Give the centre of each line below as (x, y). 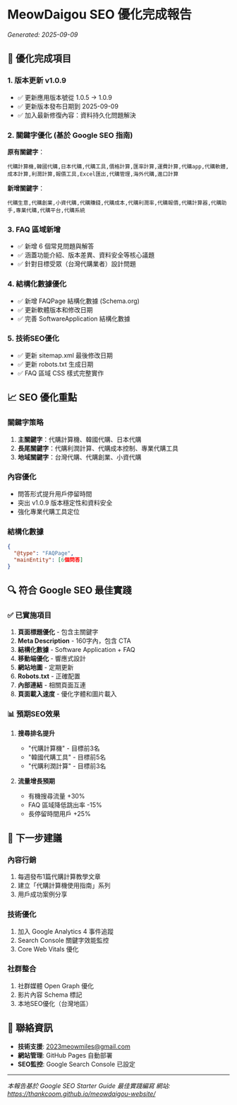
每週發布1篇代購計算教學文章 (59, 877)
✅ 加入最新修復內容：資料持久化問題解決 (77, 115)
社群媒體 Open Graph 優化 (55, 985)
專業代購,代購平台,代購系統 (51, 210)
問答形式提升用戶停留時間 (55, 493)
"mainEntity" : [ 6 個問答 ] (48, 560)
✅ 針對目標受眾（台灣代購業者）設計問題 (77, 264)
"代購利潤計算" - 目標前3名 (67, 766)
